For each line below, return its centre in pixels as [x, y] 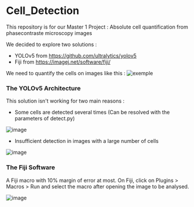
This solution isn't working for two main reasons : [65, 101]
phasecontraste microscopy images [49, 33]
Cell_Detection [43, 11]
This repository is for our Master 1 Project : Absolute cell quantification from [97, 27]
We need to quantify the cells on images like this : [66, 73]
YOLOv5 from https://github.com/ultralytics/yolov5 [75, 55]
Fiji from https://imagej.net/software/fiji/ [63, 62]
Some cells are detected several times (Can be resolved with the [92, 113]
